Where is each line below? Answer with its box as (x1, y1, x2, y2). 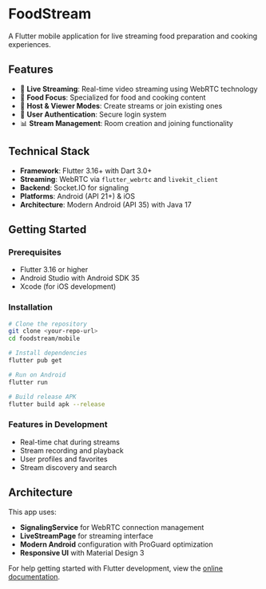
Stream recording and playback (19, 445, 124, 455)
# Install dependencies (8, 349, 88, 358)
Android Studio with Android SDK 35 (19, 273, 140, 283)
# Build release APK (8, 393, 77, 401)
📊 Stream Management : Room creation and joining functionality (19, 118, 233, 128)
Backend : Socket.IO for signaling (19, 183, 129, 192)
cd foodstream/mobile (8, 334, 81, 343)
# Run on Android (8, 370, 66, 379)
